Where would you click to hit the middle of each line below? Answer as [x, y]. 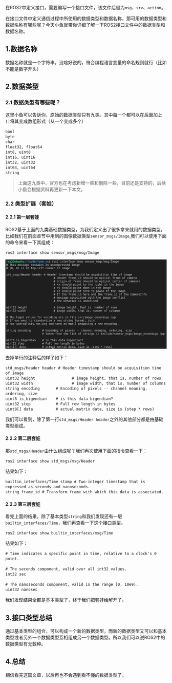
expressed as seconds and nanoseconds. [48, 487]
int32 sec [16, 575]
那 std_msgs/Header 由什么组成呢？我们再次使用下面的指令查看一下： [76, 451]
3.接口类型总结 [29, 617]
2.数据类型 [22, 87]
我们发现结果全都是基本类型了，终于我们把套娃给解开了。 [66, 600]
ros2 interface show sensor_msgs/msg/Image [52, 253]
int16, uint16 [20, 157]
